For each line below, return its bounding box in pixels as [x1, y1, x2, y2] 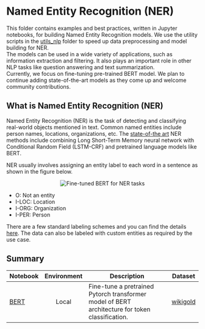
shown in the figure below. [6, 168, 73, 175]
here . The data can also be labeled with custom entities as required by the [6, 229, 193, 237]
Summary [6, 254, 45, 264]
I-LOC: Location [15, 198, 56, 205]
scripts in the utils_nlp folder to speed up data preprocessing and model [6, 37, 187, 45]
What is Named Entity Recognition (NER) [6, 101, 164, 111]
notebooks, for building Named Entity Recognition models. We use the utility [6, 31, 198, 38]
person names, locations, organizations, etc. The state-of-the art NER [6, 130, 182, 137]
